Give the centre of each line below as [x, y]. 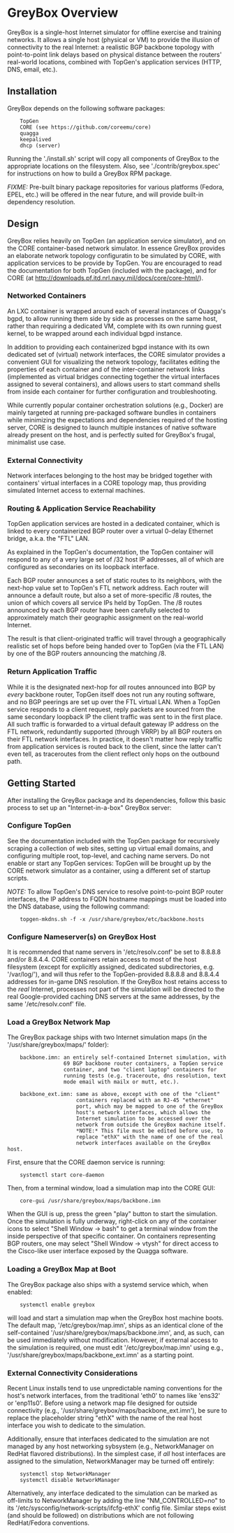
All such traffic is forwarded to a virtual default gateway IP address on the [113, 724]
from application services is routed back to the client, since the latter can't [114, 746]
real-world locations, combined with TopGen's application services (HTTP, [115, 62]
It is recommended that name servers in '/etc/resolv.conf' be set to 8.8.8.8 [114, 952]
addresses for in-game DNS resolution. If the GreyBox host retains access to [117, 982]
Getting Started [42, 784]
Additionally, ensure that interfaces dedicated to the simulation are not [108, 1439]
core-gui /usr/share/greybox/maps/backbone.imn [90, 1201]
